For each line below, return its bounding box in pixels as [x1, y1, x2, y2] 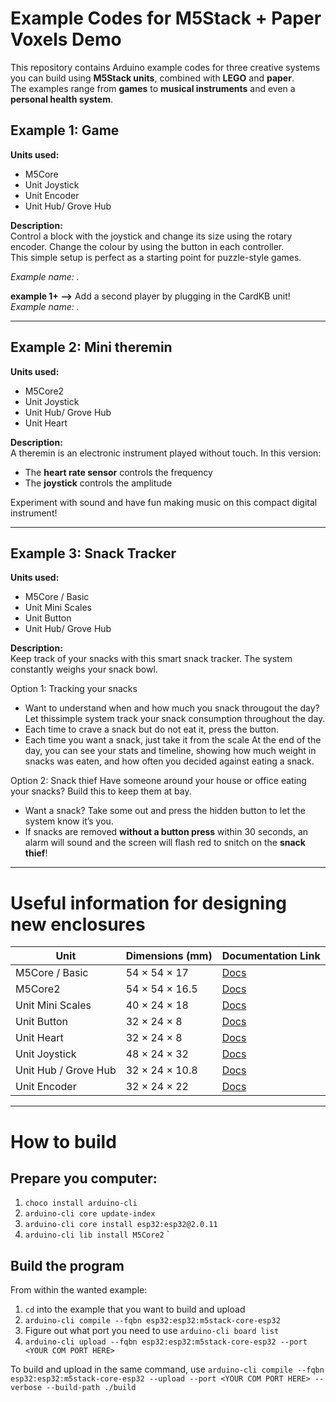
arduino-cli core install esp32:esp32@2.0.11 [24, 1220, 218, 1230]
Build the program [10, 1257, 125, 1274]
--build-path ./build [46, 1383, 137, 1393]
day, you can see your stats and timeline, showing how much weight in [24, 745, 317, 757]
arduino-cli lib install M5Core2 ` [24, 1228, 170, 1241]
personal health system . [10, 93, 114, 105]
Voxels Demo [10, 28, 122, 51]
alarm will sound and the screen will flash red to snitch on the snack [24, 837, 306, 849]
